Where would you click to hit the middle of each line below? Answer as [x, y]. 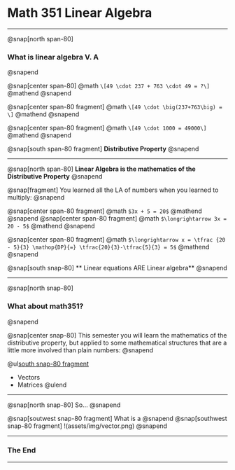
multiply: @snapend [36, 198]
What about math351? [45, 306]
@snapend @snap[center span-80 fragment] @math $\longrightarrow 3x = [117, 219]
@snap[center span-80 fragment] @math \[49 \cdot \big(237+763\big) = [115, 107]
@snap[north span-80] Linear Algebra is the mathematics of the [101, 169]
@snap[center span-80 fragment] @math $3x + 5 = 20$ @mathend [105, 211]
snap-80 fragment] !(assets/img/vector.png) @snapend [87, 426]
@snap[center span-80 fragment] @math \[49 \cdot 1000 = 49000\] [107, 128]
